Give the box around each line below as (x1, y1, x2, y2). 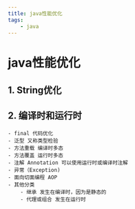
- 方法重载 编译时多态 (8, 144, 64, 152)
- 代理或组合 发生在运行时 (20, 196, 86, 203)
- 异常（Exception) (8, 166, 61, 173)
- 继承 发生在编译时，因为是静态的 (20, 188, 107, 195)
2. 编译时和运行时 (8, 110, 82, 121)
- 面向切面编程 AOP (8, 174, 58, 181)
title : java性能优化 (8, 10, 63, 17)
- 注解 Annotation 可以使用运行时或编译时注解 (8, 159, 128, 166)
